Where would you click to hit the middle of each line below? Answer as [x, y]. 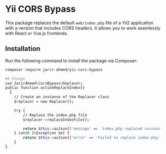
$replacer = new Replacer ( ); [44, 102]
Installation [23, 49]
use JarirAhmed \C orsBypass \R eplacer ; [44, 83]
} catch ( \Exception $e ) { [42, 133]
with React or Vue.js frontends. [37, 33]
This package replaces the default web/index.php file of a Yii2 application [79, 23]
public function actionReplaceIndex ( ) [45, 88]
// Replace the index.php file [55, 115]
